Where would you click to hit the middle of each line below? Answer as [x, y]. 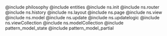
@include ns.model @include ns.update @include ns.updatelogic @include [82, 18]
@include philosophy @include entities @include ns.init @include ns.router [82, 7]
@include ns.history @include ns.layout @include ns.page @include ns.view [84, 12]
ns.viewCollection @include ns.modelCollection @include [64, 23]
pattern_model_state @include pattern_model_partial [59, 28]
